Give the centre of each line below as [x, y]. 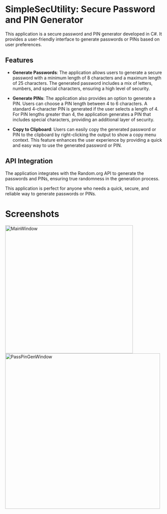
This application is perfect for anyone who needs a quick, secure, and [77, 188]
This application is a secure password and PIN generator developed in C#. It [84, 34]
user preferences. [23, 44]
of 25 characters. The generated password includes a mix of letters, [82, 83]
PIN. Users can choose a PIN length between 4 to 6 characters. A [80, 104]
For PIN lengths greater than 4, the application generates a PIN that [81, 114]
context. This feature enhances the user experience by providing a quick [87, 140]
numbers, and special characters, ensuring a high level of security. [81, 88]
